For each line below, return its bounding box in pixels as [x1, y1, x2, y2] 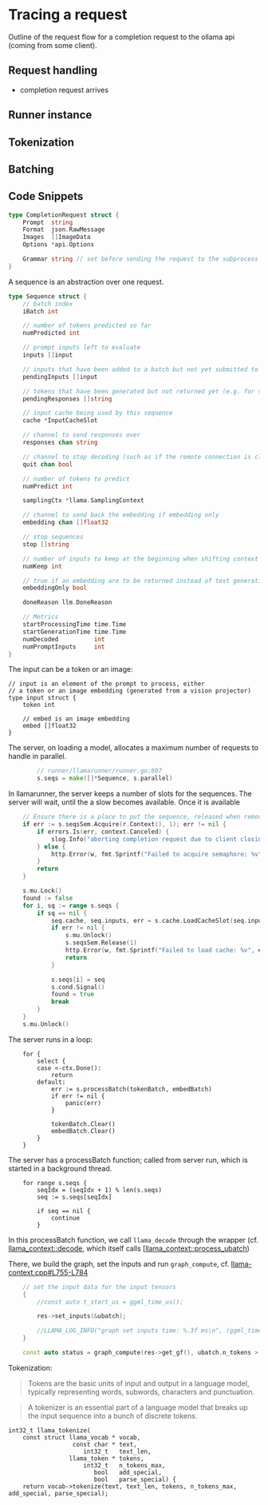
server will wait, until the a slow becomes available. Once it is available [8, 797, 241, 807]
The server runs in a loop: [8, 1034, 93, 1044]
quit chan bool [22, 460, 73, 469]
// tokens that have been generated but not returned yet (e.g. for [22, 387, 255, 395]
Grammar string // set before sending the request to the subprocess [22, 255, 259, 263]
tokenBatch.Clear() [50, 1120, 116, 1128]
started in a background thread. [8, 1164, 112, 1173]
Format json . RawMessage [22, 226, 105, 234]
